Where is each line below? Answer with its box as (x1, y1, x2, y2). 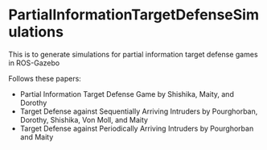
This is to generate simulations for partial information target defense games (8, 49, 259, 59)
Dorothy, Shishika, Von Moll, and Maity (19, 115, 149, 124)
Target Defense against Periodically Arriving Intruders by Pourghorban (19, 123, 254, 133)
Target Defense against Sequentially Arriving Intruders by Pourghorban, (19, 106, 258, 116)
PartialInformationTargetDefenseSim (8, 6, 260, 24)
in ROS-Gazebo (8, 58, 60, 68)
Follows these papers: (8, 73, 82, 83)
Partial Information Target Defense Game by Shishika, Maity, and (19, 89, 235, 98)
